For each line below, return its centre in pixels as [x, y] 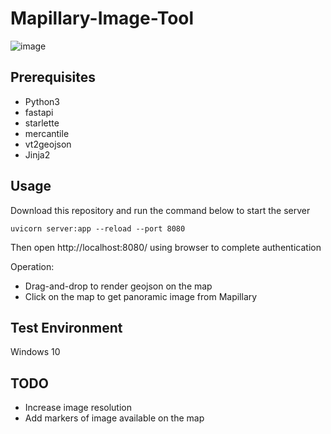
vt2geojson [48, 144]
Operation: [32, 266]
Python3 [42, 101]
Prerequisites [53, 77]
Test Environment [66, 327]
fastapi [39, 112]
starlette [42, 123]
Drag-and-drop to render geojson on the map [118, 286]
